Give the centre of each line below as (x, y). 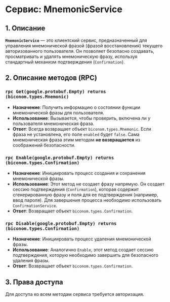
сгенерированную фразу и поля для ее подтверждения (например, (85, 195)
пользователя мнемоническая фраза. (53, 124)
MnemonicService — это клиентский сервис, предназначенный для (76, 40)
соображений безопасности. (44, 145)
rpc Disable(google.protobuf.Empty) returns (61, 223)
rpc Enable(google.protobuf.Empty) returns (60, 158)
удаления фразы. (31, 261)
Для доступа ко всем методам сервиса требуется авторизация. (75, 294)
